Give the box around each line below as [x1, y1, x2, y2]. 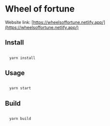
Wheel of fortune [5, 3, 75, 14]
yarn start [9, 86, 31, 91]
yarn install [9, 56, 36, 60]
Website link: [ [5, 19, 33, 25]
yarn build [9, 116, 31, 121]
